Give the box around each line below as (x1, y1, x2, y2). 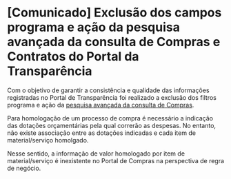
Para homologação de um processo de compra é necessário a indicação (7, 114, 214, 122)
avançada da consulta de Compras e (7, 34, 221, 50)
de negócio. (7, 164, 41, 172)
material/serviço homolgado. (7, 136, 89, 144)
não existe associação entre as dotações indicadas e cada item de (7, 129, 197, 137)
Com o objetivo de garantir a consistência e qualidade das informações (7, 86, 210, 94)
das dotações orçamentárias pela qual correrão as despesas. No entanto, (7, 121, 216, 129)
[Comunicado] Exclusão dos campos (7, 5, 222, 21)
